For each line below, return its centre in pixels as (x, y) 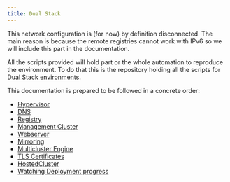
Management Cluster (48, 126)
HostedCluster (38, 163)
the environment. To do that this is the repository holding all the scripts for (114, 69)
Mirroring (31, 141)
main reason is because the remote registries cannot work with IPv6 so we (115, 41)
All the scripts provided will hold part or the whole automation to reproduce (115, 62)
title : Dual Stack (34, 14)
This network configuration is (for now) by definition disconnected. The (110, 34)
